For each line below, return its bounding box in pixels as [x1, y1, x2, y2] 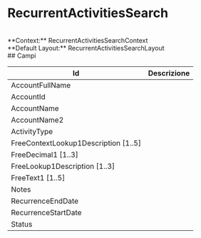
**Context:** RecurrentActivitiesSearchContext [7, 36, 148, 44]
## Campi [7, 51, 36, 60]
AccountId [11, 91, 46, 101]
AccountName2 [11, 115, 64, 125]
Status [11, 219, 33, 229]
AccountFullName [11, 80, 71, 90]
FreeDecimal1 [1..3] [11, 150, 78, 160]
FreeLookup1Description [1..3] [11, 161, 115, 171]
